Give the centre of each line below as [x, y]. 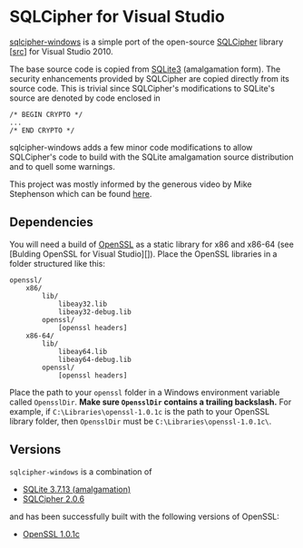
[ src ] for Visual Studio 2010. [61, 51]
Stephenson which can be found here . [81, 193]
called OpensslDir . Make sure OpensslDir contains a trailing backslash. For [151, 402]
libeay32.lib [82, 304]
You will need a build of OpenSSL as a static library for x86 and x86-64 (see [152, 244]
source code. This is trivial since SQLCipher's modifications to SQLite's [142, 88]
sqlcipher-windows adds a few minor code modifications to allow [131, 147]
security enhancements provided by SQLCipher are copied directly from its [150, 78]
